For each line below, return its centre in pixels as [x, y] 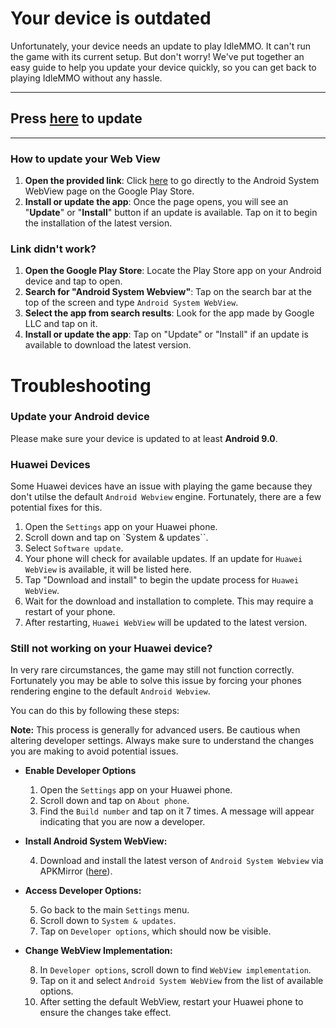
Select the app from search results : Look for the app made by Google [169, 313]
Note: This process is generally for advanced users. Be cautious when [155, 730]
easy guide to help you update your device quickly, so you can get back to [163, 67]
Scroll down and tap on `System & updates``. [116, 538]
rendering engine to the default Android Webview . [110, 691]
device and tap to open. [73, 281]
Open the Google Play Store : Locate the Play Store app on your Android [173, 271]
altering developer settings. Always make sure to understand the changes [162, 741]
